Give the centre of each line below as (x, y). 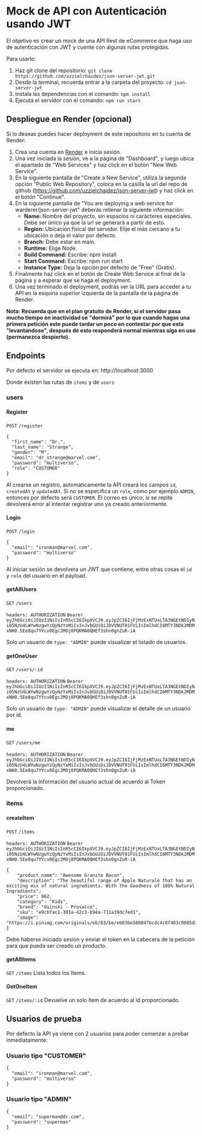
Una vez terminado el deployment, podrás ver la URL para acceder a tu (103, 286)
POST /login (20, 531)
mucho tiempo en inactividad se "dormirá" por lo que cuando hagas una (98, 318)
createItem (20, 818)
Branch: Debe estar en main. (60, 241)
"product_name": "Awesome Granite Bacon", (71, 875)
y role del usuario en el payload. (47, 575)
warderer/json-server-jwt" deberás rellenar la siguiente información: (99, 209)
